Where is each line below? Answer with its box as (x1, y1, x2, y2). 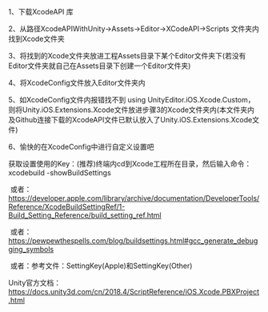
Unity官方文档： (8, 278, 62, 287)
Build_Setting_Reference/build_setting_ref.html (8, 210, 162, 220)
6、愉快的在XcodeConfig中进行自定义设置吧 (8, 142, 154, 151)
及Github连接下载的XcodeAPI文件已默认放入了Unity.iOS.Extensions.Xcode (8, 115, 253, 124)
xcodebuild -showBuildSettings (8, 168, 112, 178)
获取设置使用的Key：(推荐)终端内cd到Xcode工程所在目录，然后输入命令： (8, 159, 252, 168)
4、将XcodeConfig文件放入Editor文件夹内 (8, 78, 146, 87)
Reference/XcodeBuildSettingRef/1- (8, 202, 126, 211)
